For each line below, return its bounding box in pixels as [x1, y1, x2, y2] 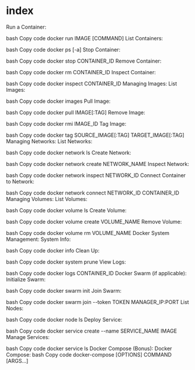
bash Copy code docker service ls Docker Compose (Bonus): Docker [6, 345, 172, 352]
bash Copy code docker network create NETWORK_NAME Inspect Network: [6, 160, 190, 167]
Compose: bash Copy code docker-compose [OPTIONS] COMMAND [6, 351, 172, 358]
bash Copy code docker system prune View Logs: [6, 258, 127, 265]
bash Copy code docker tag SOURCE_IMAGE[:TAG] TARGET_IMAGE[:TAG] [6, 132, 185, 139]
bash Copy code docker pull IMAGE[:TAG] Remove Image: [6, 109, 146, 116]
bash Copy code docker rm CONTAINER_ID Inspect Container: [6, 68, 156, 75]
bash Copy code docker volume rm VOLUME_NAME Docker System [6, 229, 170, 236]
